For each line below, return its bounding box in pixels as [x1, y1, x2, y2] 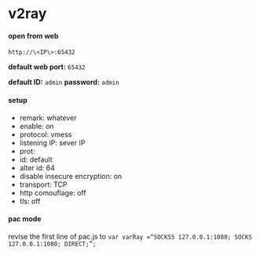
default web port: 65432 [8, 62, 86, 71]
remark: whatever [19, 113, 77, 122]
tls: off [19, 196, 41, 206]
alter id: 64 [19, 162, 55, 173]
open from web [8, 31, 59, 40]
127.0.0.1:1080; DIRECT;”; [8, 240, 97, 248]
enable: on [19, 121, 54, 130]
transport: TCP [19, 180, 68, 189]
